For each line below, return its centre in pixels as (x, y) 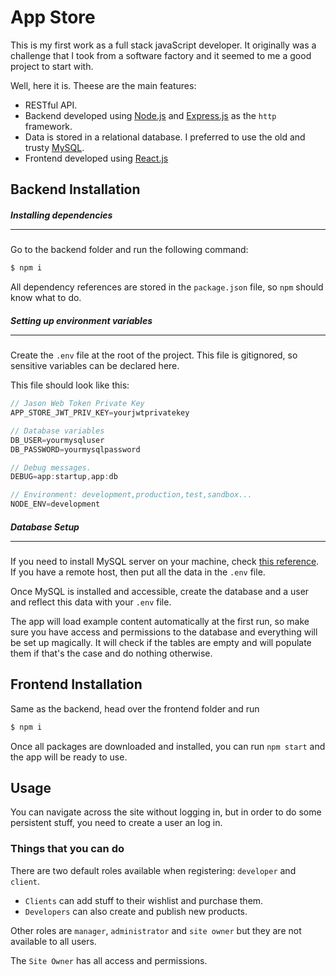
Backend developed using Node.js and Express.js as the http (150, 115)
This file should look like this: (70, 385)
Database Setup (45, 527)
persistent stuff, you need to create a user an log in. (116, 823)
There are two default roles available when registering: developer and (153, 870)
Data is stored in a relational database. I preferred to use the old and (165, 137)
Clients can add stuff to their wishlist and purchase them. (144, 900)
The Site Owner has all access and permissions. (109, 960)
